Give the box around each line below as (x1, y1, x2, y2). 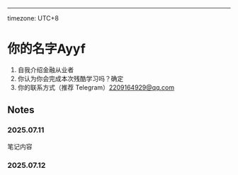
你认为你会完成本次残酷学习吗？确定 (17, 74, 124, 83)
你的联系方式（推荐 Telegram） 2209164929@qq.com (17, 83, 175, 92)
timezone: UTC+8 (7, 14, 59, 22)
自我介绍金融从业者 (17, 65, 74, 74)
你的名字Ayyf (7, 41, 86, 57)
